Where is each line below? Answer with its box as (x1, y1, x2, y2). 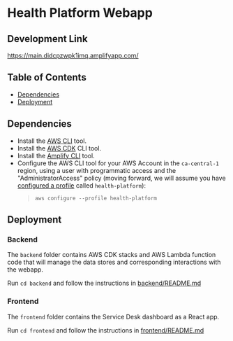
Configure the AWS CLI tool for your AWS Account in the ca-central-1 (17, 159, 220, 167)
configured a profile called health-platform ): (17, 181, 146, 190)
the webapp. (7, 265, 44, 274)
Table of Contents (7, 71, 87, 83)
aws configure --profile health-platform (34, 195, 157, 202)
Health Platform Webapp (7, 5, 153, 21)
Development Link (7, 33, 89, 45)
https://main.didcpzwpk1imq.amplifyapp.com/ (7, 51, 139, 60)
